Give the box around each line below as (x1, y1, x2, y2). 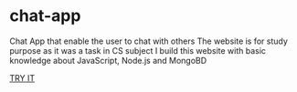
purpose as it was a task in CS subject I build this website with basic (9, 45, 267, 56)
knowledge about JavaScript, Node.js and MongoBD (9, 55, 207, 66)
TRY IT (9, 72, 35, 83)
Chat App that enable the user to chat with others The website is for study (9, 36, 288, 46)
